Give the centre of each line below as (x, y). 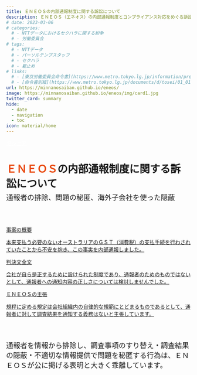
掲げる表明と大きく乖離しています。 (108, 366)
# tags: (16, 45)
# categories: (23, 28)
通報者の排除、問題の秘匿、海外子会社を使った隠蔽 (91, 197)
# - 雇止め (23, 66)
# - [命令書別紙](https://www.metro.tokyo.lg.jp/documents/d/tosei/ (94, 83)
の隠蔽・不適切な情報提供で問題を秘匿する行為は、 (91, 356)
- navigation (27, 115)
